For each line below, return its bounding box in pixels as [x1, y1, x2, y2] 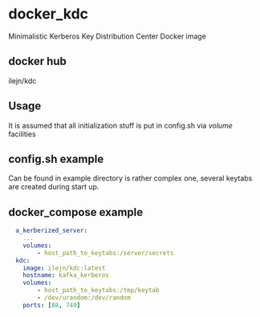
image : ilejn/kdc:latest [22, 264, 106, 272]
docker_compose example [8, 205, 144, 219]
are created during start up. [8, 182, 100, 192]
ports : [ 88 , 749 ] [22, 301, 81, 309]
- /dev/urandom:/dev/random [37, 294, 131, 302]
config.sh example [8, 152, 104, 165]
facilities [8, 129, 36, 139]
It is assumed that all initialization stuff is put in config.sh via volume [8, 120, 233, 130]
